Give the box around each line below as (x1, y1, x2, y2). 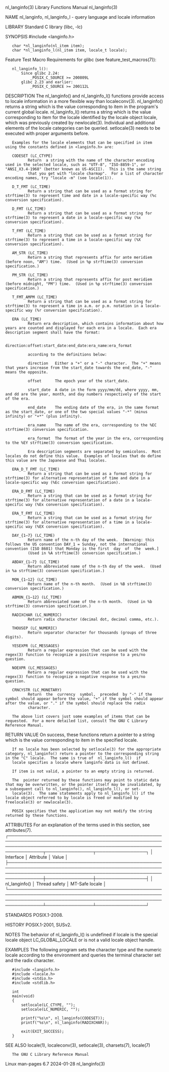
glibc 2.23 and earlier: (21, 80, 73, 85)
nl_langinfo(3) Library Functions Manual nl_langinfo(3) (5, 5, 118, 10)
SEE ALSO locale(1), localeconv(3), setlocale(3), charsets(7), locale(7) (5, 1042, 150, 1048)
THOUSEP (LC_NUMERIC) (12, 626, 58, 631)
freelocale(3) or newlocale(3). (5, 800, 73, 805)
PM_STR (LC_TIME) (12, 272, 49, 277)
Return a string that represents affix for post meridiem (27, 277, 152, 282)
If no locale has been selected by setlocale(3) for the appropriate (12, 747, 161, 752)
